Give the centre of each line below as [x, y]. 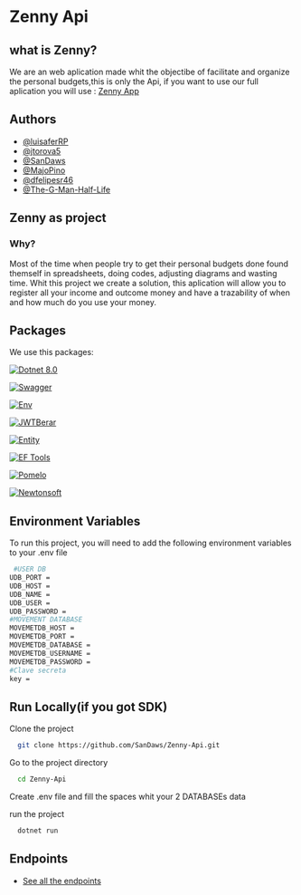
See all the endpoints [62, 881]
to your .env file [38, 553]
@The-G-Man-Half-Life [66, 189]
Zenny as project [58, 218]
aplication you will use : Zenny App [75, 91]
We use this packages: [52, 352]
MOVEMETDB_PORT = [42, 637]
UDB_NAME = [30, 594]
